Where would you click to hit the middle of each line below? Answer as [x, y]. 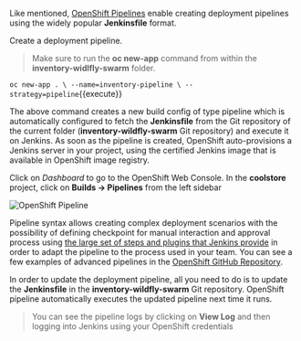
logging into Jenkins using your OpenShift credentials [133, 326]
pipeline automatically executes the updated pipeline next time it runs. [141, 299]
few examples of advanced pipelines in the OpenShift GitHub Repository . [146, 261]
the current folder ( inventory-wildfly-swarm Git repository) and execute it [149, 131]
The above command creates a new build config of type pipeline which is [147, 112]
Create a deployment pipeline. [66, 41]
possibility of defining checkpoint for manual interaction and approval [140, 233]
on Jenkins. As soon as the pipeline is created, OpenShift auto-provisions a [150, 140]
